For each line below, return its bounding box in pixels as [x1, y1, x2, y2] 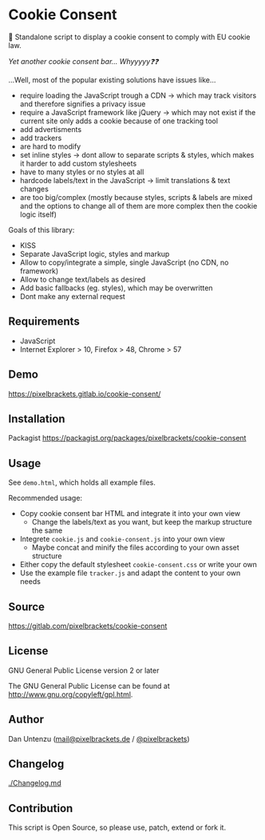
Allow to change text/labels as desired [19, 274, 146, 284]
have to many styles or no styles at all [19, 166, 144, 177]
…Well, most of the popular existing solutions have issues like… [8, 74, 216, 85]
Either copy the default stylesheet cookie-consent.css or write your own [19, 560, 258, 570]
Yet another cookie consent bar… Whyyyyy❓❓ [8, 56, 159, 66]
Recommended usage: [8, 494, 82, 503]
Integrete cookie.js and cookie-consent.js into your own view [19, 534, 225, 544]
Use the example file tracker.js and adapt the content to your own [19, 568, 241, 578]
